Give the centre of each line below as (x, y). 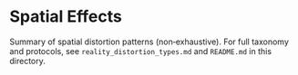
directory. (27, 61)
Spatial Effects (66, 17)
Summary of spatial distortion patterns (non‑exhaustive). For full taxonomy (149, 42)
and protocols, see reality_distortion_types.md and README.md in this (140, 51)
